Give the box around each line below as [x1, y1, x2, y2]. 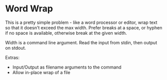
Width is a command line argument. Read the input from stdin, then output [5, 39, 158, 45]
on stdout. [5, 45, 26, 51]
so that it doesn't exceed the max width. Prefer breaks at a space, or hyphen [5, 24, 163, 30]
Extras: [5, 54, 20, 60]
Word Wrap [5, 3, 53, 14]
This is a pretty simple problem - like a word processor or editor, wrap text [5, 19, 158, 25]
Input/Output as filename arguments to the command [12, 64, 122, 70]
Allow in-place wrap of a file [12, 69, 71, 75]
